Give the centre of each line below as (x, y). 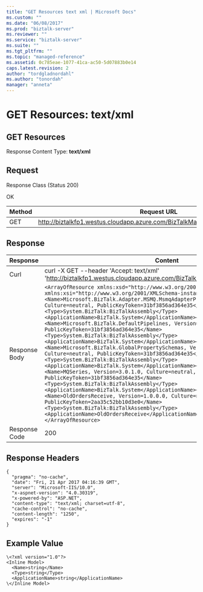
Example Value (35, 543)
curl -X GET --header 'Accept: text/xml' (102, 271)
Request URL (159, 211)
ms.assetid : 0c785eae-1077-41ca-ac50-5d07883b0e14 (71, 62)
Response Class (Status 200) (43, 185)
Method (21, 211)
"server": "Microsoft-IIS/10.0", (54, 488)
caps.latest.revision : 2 (37, 68)
